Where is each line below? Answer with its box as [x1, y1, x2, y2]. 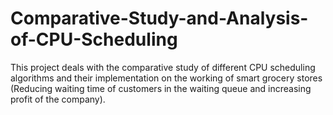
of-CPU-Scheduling [10, 28, 178, 51]
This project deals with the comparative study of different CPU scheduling [10, 61, 316, 73]
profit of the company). [10, 93, 106, 105]
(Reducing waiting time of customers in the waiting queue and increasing [10, 82, 312, 94]
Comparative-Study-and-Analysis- [10, 7, 309, 30]
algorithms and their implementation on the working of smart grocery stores [10, 72, 323, 84]
